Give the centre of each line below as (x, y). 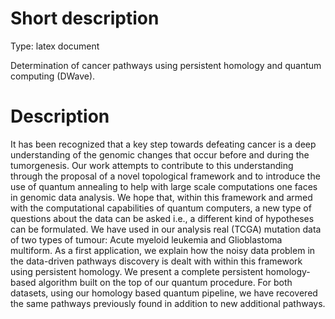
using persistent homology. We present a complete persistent (137, 271)
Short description (85, 18)
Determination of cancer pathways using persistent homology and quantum (166, 65)
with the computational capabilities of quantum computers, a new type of (161, 208)
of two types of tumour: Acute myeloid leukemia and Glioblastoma (146, 239)
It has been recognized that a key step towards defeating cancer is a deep (163, 144)
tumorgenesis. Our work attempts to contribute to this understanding (152, 165)
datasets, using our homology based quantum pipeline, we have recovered (164, 293)
